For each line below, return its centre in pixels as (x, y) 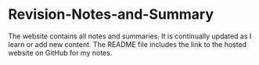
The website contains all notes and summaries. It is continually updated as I (130, 36)
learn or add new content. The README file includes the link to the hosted (128, 44)
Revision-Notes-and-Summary (111, 14)
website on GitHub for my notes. (60, 52)
